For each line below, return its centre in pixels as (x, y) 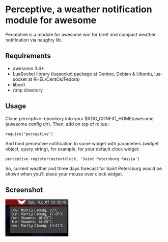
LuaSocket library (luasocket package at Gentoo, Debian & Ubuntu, (83, 74)
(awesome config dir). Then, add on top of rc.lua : (58, 124)
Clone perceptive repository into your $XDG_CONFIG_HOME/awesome (79, 118)
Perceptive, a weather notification (79, 9)
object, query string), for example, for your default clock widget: (73, 149)
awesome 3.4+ (28, 68)
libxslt (19, 84)
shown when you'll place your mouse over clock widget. (64, 174)
